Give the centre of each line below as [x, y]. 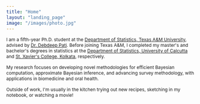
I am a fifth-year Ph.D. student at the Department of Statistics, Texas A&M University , [97, 40]
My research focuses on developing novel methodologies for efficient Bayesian [90, 68]
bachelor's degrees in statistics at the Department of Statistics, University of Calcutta [97, 51]
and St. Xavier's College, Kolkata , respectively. [56, 57]
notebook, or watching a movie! [40, 95]
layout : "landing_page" [36, 17]
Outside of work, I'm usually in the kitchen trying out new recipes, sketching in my [93, 90]
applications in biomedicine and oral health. [53, 79]
